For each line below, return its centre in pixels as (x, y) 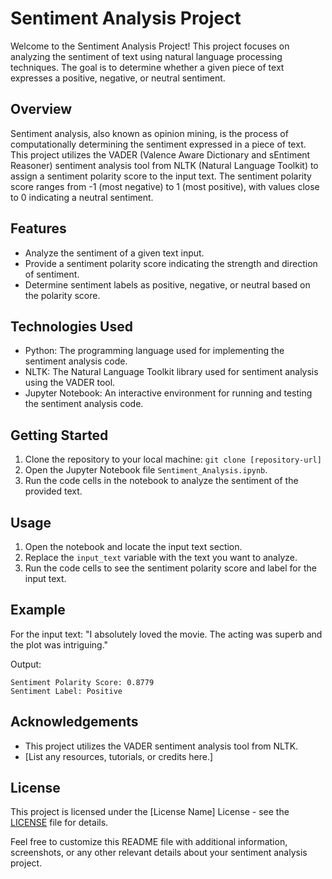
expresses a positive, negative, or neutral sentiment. (118, 78)
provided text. (53, 491)
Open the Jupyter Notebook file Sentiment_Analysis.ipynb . (146, 470)
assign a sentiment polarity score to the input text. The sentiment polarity (161, 176)
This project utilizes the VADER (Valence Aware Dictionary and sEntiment (160, 154)
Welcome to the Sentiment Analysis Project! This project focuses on (150, 46)
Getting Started (59, 435)
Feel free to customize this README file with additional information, (149, 842)
